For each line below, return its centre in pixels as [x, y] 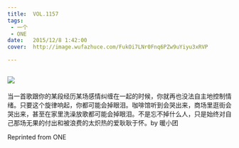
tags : [15, 21]
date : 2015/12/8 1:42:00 [47, 41]
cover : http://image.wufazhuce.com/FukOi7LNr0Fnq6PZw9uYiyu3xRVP [108, 47]
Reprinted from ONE [37, 137]
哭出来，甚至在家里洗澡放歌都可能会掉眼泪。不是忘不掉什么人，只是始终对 [116, 114]
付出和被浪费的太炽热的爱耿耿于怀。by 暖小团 [112, 122]
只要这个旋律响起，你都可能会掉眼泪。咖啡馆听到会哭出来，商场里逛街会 [126, 105]
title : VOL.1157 [33, 14]
